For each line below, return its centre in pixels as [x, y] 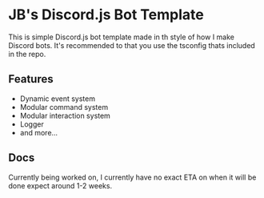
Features [31, 79]
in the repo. [27, 54]
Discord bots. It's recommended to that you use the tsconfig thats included [132, 45]
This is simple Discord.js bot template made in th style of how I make [121, 37]
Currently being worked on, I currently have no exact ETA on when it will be [132, 177]
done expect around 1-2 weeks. [60, 185]
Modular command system [64, 107]
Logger [32, 124]
